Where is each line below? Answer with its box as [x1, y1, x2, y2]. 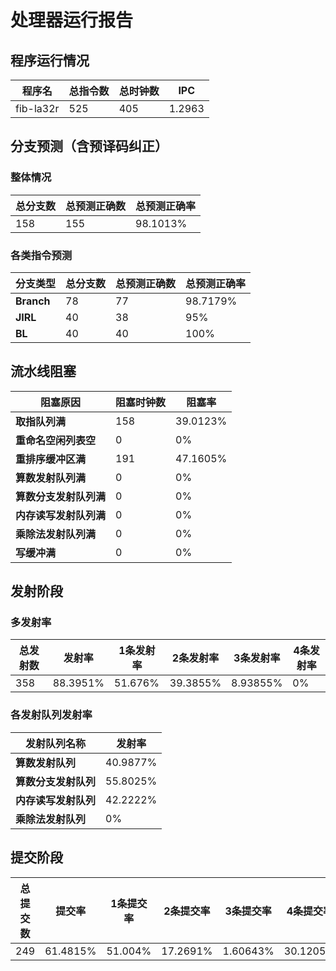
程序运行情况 [10, 52, 90, 69]
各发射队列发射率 [10, 708, 93, 722]
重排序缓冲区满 [15, 452, 87, 466]
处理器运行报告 [10, 9, 134, 32]
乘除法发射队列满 [15, 527, 97, 541]
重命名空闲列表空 [15, 433, 97, 447]
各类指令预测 [10, 248, 73, 262]
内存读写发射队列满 [15, 508, 107, 522]
